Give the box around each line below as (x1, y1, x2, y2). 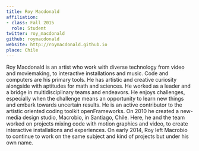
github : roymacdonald (6, 36, 60, 42)
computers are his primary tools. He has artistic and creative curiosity (6, 76, 177, 83)
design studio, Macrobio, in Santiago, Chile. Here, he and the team (23, 114, 185, 121)
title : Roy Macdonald (6, 8, 60, 15)
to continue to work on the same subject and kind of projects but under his (6, 133, 189, 140)
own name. (6, 139, 34, 146)
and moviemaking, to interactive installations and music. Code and (6, 69, 169, 77)
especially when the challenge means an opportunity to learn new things (6, 95, 184, 102)
